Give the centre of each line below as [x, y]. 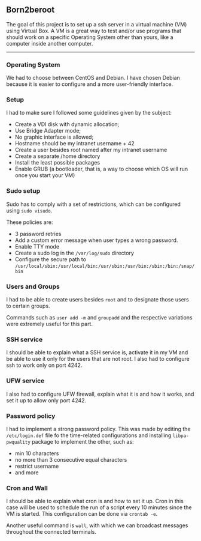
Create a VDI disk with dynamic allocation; [67, 124]
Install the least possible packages [57, 163]
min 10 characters [37, 453]
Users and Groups [33, 286]
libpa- [181, 436]
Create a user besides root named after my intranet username [91, 150]
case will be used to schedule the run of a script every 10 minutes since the [99, 507]
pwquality [19, 442]
